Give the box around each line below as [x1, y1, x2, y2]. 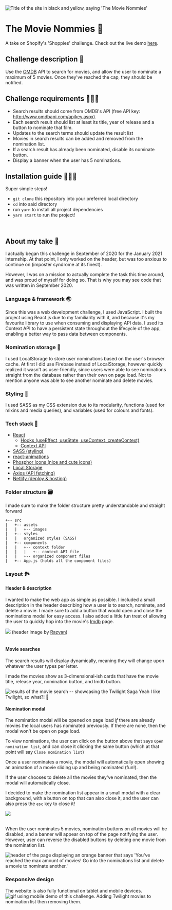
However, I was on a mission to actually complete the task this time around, [5, 271, 165, 278]
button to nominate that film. [12, 124, 73, 131]
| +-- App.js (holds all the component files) [5, 558, 111, 563]
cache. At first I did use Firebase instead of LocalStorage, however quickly [5, 361, 163, 367]
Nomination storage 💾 [5, 344, 61, 351]
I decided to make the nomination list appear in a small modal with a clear [5, 790, 161, 796]
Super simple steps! [5, 186, 48, 192]
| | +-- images [5, 526, 47, 532]
